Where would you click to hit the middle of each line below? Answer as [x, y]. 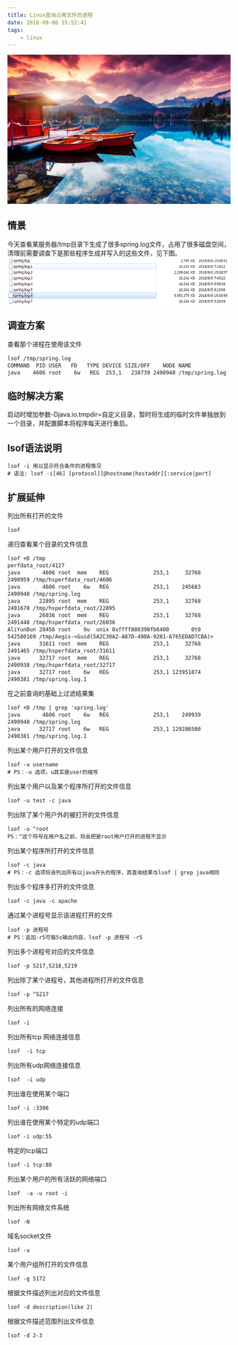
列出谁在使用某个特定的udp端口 [53, 1122]
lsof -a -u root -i [38, 1194]
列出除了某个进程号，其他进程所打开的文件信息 [75, 980]
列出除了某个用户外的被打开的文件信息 [63, 815]
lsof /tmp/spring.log [39, 358]
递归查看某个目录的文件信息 [48, 544]
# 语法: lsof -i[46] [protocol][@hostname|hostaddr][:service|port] [109, 474]
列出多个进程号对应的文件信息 [51, 952]
